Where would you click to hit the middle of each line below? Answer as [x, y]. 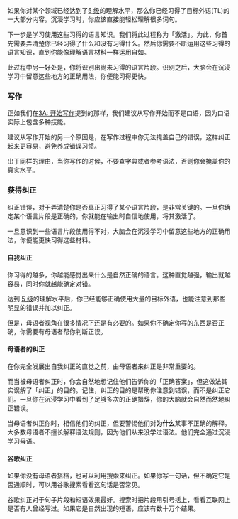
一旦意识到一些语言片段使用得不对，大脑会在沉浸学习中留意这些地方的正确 [116, 231]
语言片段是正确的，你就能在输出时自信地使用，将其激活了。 [113, 216]
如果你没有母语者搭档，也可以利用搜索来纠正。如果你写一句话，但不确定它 [116, 476]
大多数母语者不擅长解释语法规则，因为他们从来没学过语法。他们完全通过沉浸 [119, 432]
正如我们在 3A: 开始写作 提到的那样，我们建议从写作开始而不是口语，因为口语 [119, 113]
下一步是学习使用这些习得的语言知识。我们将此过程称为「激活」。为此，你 [114, 34]
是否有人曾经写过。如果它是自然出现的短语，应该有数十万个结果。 [103, 509]
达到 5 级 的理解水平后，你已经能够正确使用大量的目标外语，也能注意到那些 [117, 299]
